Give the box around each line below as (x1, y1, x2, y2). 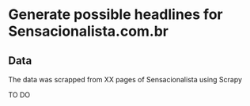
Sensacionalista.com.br (8, 22, 169, 40)
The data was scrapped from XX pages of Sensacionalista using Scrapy (8, 75, 243, 84)
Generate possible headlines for (8, 6, 223, 24)
